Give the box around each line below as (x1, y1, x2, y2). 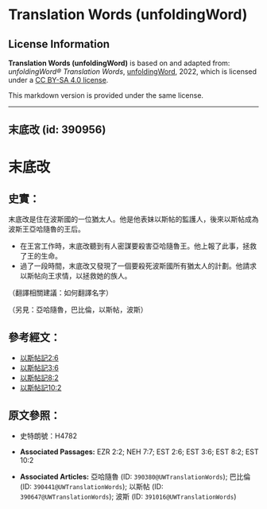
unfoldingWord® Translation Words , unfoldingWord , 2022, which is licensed (8, 67, 257, 76)
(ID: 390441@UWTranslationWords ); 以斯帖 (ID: (19, 482, 164, 492)
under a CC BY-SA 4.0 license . (8, 76, 109, 84)
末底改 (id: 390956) (8, 123, 106, 137)
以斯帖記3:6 (19, 363, 60, 373)
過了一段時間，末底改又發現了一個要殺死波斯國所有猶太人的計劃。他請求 (19, 261, 257, 271)
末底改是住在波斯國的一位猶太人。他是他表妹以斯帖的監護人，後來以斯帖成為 (8, 215, 259, 224)
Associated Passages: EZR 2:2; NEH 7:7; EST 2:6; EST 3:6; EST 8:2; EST (19, 447, 259, 457)
